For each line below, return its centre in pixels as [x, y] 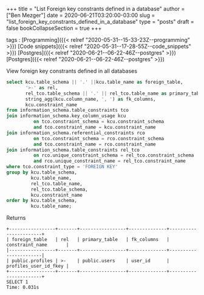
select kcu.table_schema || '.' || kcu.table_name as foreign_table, [95, 82]
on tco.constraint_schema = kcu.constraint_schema [99, 122]
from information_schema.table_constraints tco [68, 110]
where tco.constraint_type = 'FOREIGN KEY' [62, 167]
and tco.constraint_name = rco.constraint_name [94, 144]
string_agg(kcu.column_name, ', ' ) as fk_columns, [90, 99]
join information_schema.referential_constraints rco [76, 133]
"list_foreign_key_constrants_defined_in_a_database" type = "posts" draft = [100, 22]
